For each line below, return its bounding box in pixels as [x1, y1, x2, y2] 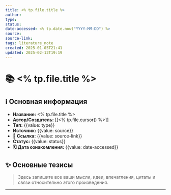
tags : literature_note [5, 41, 53, 46]
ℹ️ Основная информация [5, 97, 88, 106]
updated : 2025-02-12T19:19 [5, 50, 63, 55]
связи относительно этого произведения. [17, 179, 108, 186]
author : [5, 12, 22, 17]
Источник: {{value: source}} [12, 127, 74, 133]
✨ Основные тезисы [5, 160, 73, 169]
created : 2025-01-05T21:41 [5, 45, 63, 50]
